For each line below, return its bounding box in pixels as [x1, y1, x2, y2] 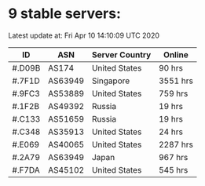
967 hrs [158, 151, 189, 162]
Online [163, 49, 189, 60]
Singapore [91, 75, 130, 86]
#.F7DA [12, 164, 41, 175]
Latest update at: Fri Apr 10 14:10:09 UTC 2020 [8, 31, 159, 40]
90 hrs [158, 62, 183, 73]
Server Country [91, 49, 152, 60]
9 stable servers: [8, 5, 122, 23]
